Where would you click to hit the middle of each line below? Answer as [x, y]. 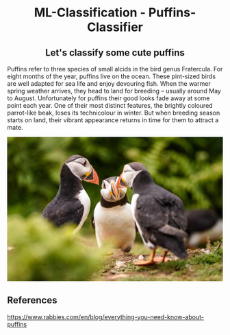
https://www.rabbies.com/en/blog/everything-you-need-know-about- [105, 316]
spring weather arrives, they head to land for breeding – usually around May [114, 91]
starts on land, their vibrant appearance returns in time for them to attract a [113, 120]
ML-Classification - [90, 13]
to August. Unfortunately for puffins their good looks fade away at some [108, 98]
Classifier [115, 27]
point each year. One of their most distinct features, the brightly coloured [110, 105]
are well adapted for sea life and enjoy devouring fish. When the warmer [109, 83]
